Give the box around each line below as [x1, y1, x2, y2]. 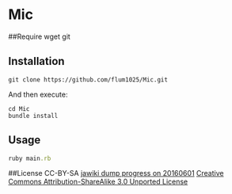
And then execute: [8, 89, 68, 99]
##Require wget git [8, 32, 71, 41]
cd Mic [8, 105, 30, 112]
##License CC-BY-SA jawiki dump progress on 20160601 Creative [8, 169, 224, 178]
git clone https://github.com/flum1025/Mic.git [8, 75, 169, 84]
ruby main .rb [8, 154, 51, 162]
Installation [8, 55, 65, 68]
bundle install [8, 112, 59, 120]
